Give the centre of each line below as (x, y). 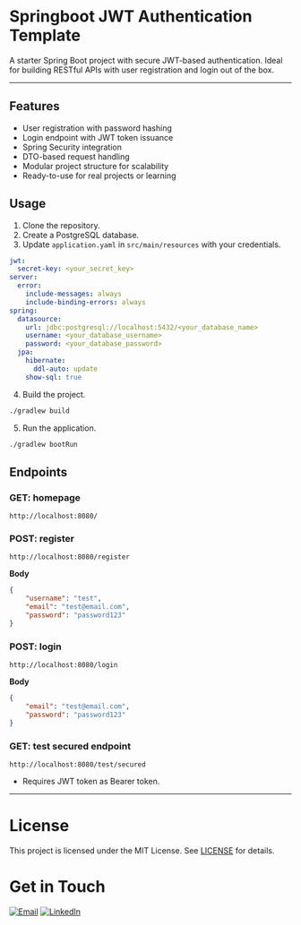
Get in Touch (57, 887)
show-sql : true (54, 377)
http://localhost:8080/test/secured (77, 764)
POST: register (42, 539)
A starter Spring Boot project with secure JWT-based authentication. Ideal (146, 60)
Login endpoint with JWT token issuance (98, 137)
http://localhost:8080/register (69, 557)
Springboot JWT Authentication (131, 17)
